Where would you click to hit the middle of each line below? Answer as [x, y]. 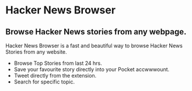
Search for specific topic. [44, 82]
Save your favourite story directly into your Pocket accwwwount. [92, 69]
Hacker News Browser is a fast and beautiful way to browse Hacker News [94, 45]
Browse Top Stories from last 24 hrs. [58, 63]
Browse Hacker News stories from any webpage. [96, 32]
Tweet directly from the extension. [55, 76]
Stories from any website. [36, 52]
